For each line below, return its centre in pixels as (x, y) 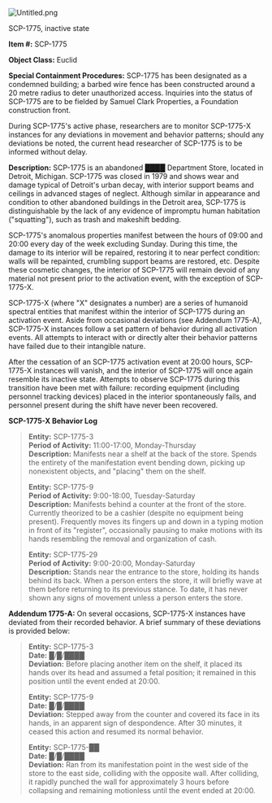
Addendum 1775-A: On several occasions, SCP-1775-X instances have (127, 613)
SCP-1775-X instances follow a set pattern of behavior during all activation (133, 329)
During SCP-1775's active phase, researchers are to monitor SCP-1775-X (130, 126)
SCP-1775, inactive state (49, 28)
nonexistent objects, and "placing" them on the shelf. (117, 471)
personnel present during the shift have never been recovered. (113, 405)
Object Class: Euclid (43, 60)
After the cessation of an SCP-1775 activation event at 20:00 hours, (121, 362)
